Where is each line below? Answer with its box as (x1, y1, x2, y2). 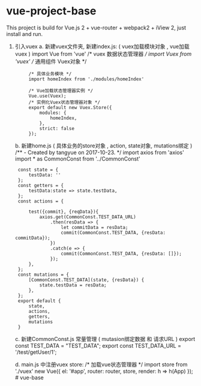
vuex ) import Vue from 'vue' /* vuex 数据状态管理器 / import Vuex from (14, 50, 192, 58)
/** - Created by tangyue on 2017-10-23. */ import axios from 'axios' (14, 149, 184, 156)
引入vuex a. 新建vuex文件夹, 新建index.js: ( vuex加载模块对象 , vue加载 (14, 43, 190, 50)
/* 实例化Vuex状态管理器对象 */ (28, 99, 101, 105)
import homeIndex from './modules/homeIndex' (28, 76, 145, 82)
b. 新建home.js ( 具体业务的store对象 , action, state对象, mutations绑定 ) (14, 142, 193, 149)
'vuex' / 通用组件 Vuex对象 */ (14, 58, 87, 65)
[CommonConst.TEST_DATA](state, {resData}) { (28, 277, 145, 283)
